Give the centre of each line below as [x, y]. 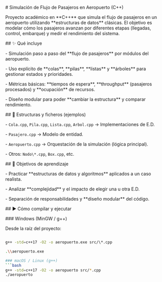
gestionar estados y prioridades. [39, 74]
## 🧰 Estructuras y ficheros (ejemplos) [46, 115]
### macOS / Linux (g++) [31, 261]
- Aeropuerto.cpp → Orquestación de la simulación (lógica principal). [77, 144]
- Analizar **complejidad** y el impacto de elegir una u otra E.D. [72, 189]
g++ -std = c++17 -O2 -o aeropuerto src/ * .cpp [53, 270]
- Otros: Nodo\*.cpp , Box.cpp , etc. [40, 154]
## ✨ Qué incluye [24, 43]
